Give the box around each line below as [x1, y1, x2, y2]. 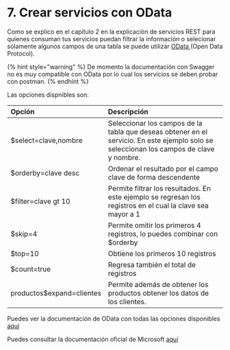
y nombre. [107, 152, 141, 162]
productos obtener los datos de [107, 288, 209, 298]
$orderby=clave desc [10, 168, 80, 178]
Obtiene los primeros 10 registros [107, 248, 217, 258]
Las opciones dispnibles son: [7, 91, 89, 99]
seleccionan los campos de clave [107, 144, 215, 154]
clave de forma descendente [107, 172, 201, 182]
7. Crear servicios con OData [7, 5, 172, 21]
